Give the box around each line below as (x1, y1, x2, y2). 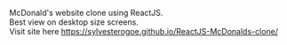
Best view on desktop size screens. (9, 17, 140, 27)
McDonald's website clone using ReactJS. (9, 8, 163, 18)
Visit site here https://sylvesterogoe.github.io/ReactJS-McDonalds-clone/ (9, 26, 278, 36)
